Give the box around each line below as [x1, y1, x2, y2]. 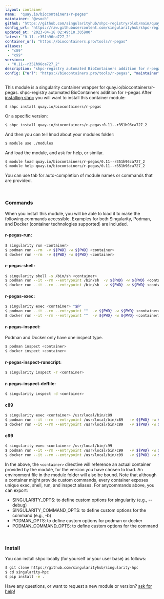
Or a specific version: [5, 113, 48, 119]
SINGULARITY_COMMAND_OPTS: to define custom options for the [12, 507, 146, 513]
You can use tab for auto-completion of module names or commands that [5, 172, 153, 179]
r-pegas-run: [5, 232, 33, 238]
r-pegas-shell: [5, 262, 35, 268]
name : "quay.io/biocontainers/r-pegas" [5, 12, 89, 17]
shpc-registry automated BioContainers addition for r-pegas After [20, 89, 152, 95]
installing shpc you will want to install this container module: [5, 94, 126, 100]
